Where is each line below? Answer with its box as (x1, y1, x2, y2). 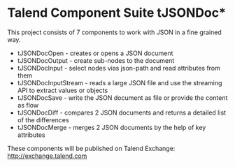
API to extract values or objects (17, 86, 108, 94)
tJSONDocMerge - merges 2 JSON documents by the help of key (17, 123, 206, 131)
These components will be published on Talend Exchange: (7, 144, 176, 152)
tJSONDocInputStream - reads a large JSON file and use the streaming (17, 78, 222, 87)
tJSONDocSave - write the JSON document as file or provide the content (17, 93, 228, 102)
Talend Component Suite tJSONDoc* (7, 5, 226, 21)
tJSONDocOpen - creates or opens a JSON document (17, 49, 173, 57)
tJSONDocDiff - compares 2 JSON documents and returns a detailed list (17, 108, 226, 117)
